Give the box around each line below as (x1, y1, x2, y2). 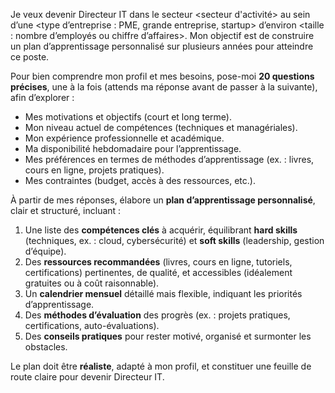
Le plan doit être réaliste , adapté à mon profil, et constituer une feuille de (10, 360, 312, 372)
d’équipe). (24, 245, 67, 257)
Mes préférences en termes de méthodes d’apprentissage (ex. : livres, (24, 154, 315, 165)
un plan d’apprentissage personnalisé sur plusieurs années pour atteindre (10, 40, 314, 52)
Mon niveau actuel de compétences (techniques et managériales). (24, 122, 298, 133)
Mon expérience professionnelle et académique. (24, 132, 225, 144)
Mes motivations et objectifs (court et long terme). (24, 111, 232, 123)
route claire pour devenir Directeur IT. (10, 371, 165, 383)
